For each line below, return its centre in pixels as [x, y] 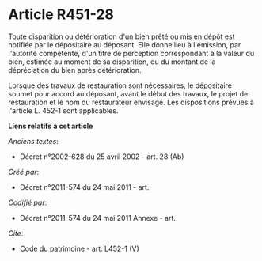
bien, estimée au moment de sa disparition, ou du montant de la [112, 62]
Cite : [16, 233]
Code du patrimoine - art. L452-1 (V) [80, 248]
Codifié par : [28, 202]
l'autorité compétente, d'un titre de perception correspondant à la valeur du [131, 53]
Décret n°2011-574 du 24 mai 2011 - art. [84, 187]
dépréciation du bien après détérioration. [75, 70]
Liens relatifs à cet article [51, 126]
